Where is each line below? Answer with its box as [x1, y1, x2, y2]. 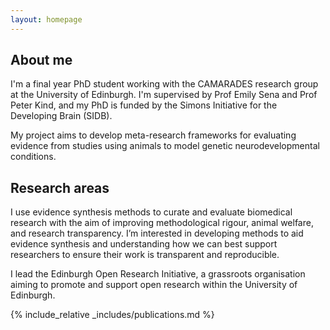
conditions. [10, 151, 57, 163]
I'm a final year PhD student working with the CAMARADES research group [10, 78, 319, 90]
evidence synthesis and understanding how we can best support [10, 238, 278, 250]
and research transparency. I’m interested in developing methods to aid [10, 227, 304, 240]
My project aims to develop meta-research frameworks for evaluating [10, 129, 297, 141]
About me [10, 52, 73, 69]
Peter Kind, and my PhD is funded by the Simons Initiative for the [10, 99, 278, 111]
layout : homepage [10, 14, 83, 25]
